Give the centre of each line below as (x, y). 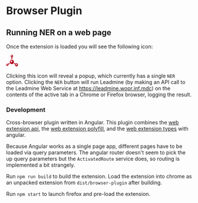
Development (26, 110)
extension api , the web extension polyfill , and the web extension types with (97, 129)
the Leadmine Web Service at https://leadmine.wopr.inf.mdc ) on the (88, 88)
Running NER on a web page (59, 33)
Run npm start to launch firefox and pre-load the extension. (78, 194)
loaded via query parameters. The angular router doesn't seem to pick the (96, 153)
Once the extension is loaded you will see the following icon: (80, 46)
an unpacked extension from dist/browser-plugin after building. (84, 182)
